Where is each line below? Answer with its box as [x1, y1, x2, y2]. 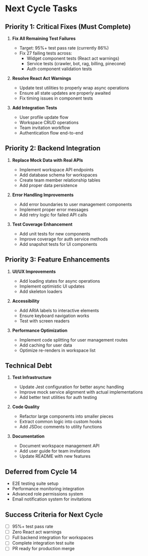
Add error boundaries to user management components [19, 201, 132, 207]
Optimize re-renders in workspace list [19, 347, 96, 353]
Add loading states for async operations [19, 278, 100, 284]
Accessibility [12, 298, 40, 304]
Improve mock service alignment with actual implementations [19, 389, 143, 395]
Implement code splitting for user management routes [19, 337, 128, 343]
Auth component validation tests [26, 66, 92, 72]
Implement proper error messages [19, 207, 89, 212]
